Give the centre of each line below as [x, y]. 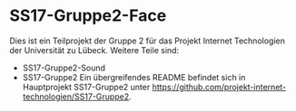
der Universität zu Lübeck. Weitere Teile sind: [94, 50]
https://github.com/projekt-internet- [219, 87]
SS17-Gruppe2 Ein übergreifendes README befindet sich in [134, 77]
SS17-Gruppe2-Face [88, 16]
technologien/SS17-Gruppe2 [76, 97]
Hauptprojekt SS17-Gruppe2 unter [86, 87]
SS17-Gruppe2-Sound [64, 68]
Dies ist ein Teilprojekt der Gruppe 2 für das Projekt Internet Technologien [148, 41]
